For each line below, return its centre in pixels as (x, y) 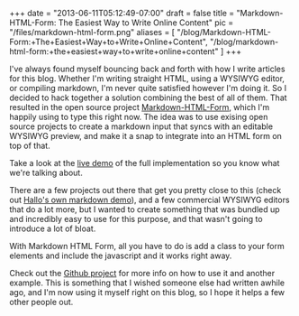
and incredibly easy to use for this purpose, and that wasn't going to (136, 219)
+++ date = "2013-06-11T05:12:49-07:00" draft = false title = (122, 13)
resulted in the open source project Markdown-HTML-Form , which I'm (140, 107)
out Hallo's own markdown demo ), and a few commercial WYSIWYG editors (149, 200)
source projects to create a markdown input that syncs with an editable (141, 126)
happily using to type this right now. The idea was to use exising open (139, 117)
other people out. (41, 302)
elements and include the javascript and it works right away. (121, 256)
